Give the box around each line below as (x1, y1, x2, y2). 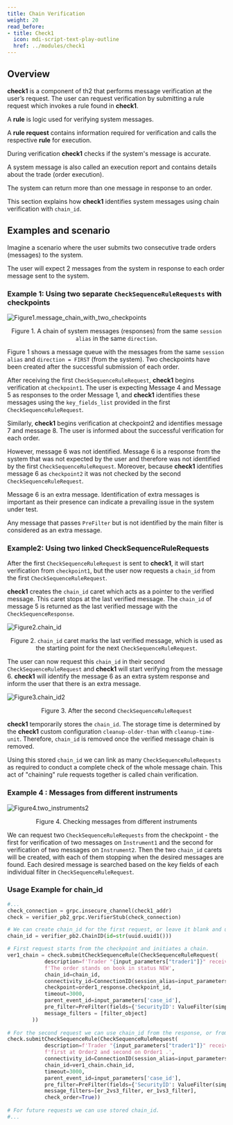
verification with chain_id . (7, 205, 82, 213)
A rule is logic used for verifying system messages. (7, 115, 154, 123)
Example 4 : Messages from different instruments (7, 788, 178, 797)
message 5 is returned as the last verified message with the (7, 603, 178, 611)
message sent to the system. (7, 271, 90, 280)
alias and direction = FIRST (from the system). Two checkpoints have (7, 355, 210, 363)
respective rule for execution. (7, 136, 92, 144)
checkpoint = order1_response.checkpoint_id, (44, 984, 172, 991)
